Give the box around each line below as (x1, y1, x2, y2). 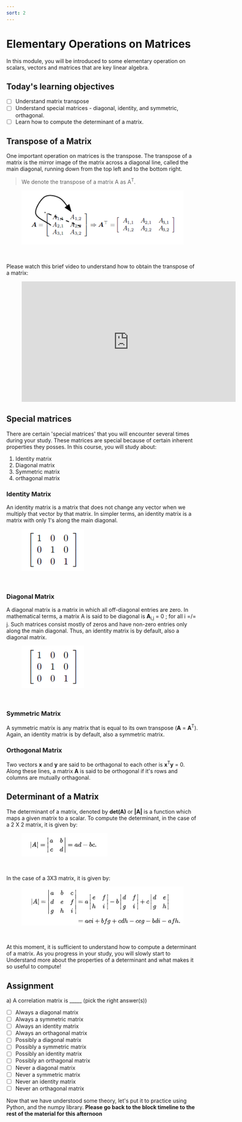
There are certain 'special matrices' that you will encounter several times (6, 430, 189, 437)
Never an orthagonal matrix (15, 1085, 84, 1092)
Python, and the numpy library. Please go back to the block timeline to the (6, 1103, 196, 1110)
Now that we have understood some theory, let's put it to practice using (6, 1097, 187, 1104)
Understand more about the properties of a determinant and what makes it (6, 956, 194, 964)
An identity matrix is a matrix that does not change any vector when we (6, 503, 186, 511)
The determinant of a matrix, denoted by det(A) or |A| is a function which (6, 808, 191, 815)
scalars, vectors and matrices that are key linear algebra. (6, 64, 150, 71)
